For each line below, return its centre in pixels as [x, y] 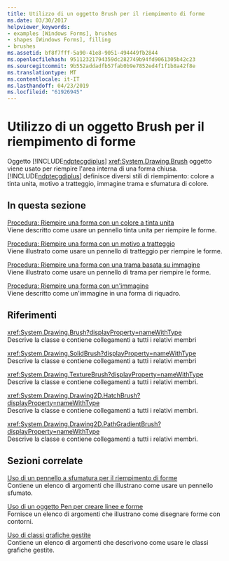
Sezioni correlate [45, 461]
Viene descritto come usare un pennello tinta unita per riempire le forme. [112, 230]
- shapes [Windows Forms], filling [59, 40]
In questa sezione [47, 205]
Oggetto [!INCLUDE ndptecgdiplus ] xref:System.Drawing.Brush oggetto [110, 161]
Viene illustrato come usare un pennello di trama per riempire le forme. [109, 272]
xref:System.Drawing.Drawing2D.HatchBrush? [74, 395]
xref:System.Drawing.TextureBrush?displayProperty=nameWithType [105, 374]
